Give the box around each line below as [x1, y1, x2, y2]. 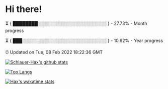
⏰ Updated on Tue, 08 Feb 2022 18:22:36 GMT [5, 49, 103, 55]
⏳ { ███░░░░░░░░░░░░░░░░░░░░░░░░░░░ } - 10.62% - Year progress [5, 37, 163, 43]
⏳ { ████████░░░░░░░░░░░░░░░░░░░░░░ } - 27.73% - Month [5, 20, 147, 26]
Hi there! [5, 3, 42, 15]
